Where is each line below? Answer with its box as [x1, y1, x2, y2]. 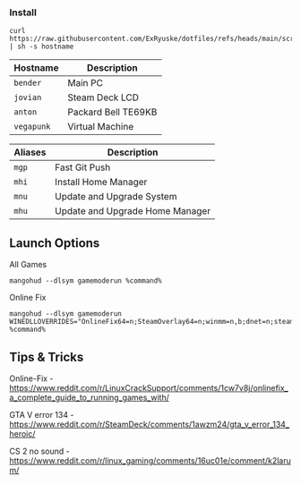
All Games [9, 259, 47, 270]
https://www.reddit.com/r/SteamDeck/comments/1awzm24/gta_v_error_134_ [9, 419, 289, 429]
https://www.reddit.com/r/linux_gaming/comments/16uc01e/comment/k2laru [9, 454, 291, 466]
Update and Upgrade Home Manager [55, 205, 211, 217]
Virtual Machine [66, 121, 134, 133]
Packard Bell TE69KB [66, 106, 158, 118]
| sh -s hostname [9, 42, 74, 51]
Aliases [13, 146, 47, 158]
